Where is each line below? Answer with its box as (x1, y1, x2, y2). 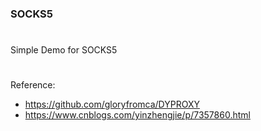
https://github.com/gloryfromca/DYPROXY (24, 98, 200, 111)
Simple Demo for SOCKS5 (10, 44, 118, 56)
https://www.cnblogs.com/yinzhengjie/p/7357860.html (24, 109, 251, 121)
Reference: (10, 79, 56, 91)
